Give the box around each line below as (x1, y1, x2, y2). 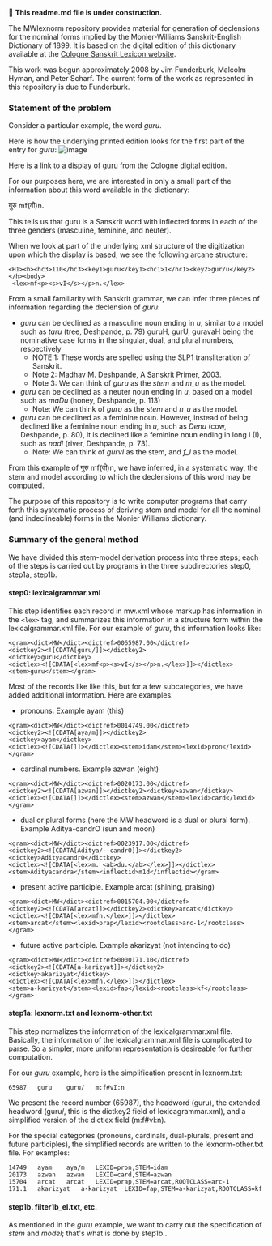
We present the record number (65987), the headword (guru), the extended (8, 1098, 261, 1107)
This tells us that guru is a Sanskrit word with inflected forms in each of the (8, 217, 259, 227)
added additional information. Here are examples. (8, 689, 173, 700)
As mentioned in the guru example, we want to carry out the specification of (8, 1220, 262, 1230)
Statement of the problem (8, 102, 112, 113)
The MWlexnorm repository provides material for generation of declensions (8, 23, 261, 32)
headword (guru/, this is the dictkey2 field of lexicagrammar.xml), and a (8, 1107, 246, 1116)
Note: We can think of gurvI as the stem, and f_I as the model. (32, 447, 239, 457)
